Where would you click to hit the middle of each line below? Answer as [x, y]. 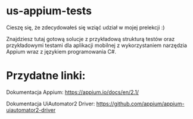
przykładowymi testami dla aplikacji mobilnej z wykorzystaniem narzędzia [97, 45]
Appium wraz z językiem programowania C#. [61, 51]
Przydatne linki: [46, 76]
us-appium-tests [49, 11]
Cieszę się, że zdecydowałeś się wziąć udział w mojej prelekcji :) [85, 27]
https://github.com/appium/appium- [140, 104]
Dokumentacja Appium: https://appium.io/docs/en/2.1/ [72, 92]
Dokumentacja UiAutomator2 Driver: [51, 104]
